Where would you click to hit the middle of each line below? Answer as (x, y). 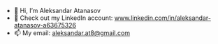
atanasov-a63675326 (45, 25)
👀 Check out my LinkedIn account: (63, 18)
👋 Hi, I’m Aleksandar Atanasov (57, 11)
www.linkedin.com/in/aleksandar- (163, 18)
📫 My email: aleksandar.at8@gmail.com (72, 33)
